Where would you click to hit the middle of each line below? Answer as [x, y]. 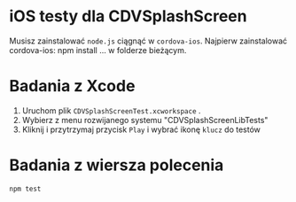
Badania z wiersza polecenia [117, 165]
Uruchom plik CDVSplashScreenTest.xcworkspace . [111, 110]
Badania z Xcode [72, 86]
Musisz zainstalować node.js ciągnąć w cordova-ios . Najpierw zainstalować [148, 41]
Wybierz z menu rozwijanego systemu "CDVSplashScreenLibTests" [145, 120]
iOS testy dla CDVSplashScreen [128, 16]
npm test [25, 189]
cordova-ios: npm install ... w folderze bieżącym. [98, 50]
